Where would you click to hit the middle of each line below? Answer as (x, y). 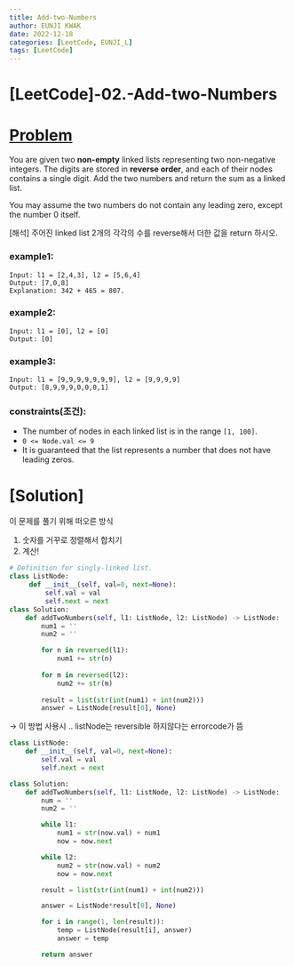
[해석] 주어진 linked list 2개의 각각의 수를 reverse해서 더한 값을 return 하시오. (143, 233)
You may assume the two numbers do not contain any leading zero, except (146, 205)
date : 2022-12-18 (41, 34)
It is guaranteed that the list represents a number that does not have (146, 451)
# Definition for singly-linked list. (81, 568)
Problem (41, 135)
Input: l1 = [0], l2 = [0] (59, 331)
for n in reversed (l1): (85, 651)
